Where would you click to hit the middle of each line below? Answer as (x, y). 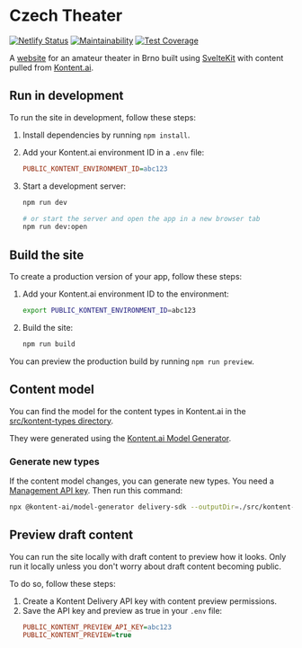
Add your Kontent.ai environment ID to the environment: (125, 294)
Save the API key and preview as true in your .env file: (122, 610)
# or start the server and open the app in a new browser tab (141, 218)
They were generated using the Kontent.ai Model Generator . (120, 438)
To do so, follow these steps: (62, 583)
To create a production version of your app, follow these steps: (126, 277)
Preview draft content (71, 535)
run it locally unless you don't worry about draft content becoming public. (145, 566)
